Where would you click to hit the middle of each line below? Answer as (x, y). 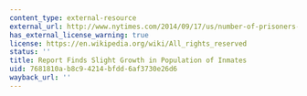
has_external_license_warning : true (79, 35)
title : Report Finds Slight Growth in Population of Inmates (128, 60)
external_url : (37, 27)
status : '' (30, 52)
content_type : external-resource (73, 18)
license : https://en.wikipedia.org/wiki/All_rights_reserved (128, 43)
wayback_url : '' (40, 78)
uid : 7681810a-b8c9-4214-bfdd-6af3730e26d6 (94, 69)
